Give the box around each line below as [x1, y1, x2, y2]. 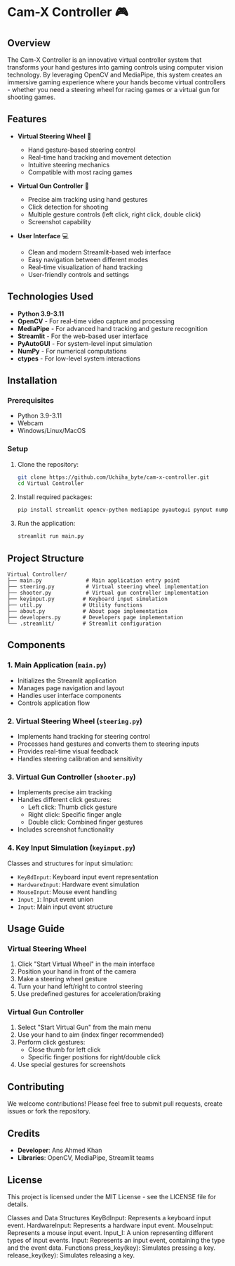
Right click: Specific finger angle [27, 810, 122, 819]
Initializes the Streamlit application [17, 676, 117, 685]
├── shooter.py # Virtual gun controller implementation [7, 589, 209, 596]
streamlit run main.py [17, 533, 84, 540]
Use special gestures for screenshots [17, 1061, 126, 1069]
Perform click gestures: [17, 1038, 86, 1047]
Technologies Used [7, 291, 93, 303]
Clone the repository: [17, 460, 79, 468]
